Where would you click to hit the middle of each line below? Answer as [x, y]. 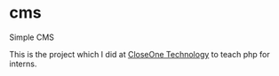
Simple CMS [32, 37]
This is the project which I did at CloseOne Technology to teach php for [139, 54]
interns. [23, 64]
